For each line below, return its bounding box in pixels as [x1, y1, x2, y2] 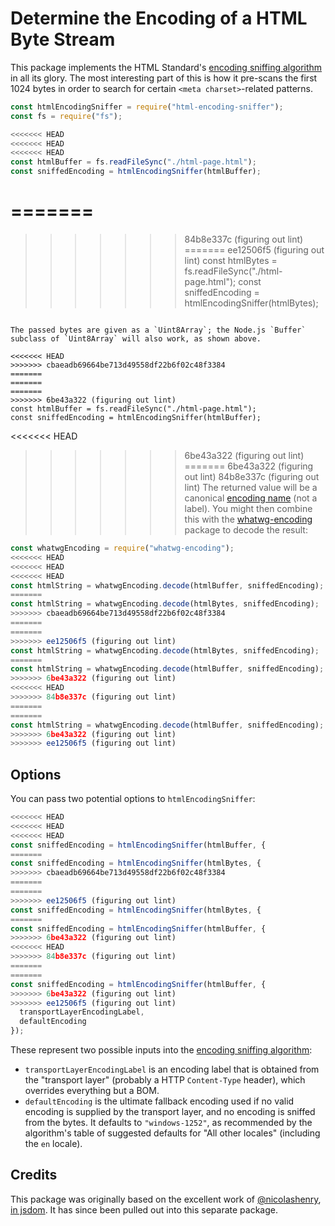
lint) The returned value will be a [184, 482, 318, 493]
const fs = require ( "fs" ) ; [10, 111, 123, 121]
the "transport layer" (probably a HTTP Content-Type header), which [24, 1074, 306, 1086]
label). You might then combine [184, 503, 313, 514]
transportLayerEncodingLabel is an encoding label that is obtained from [24, 1063, 320, 1076]
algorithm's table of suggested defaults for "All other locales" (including [24, 1127, 321, 1139]
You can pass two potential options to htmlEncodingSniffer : [10, 793, 256, 805]
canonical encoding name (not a [184, 492, 318, 504]
